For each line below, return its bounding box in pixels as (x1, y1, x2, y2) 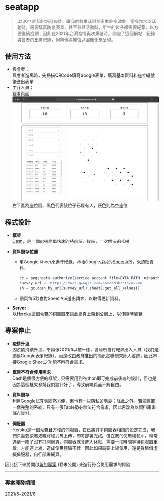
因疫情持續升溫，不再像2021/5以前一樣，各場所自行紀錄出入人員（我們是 (12, 347, 159, 352)
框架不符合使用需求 (12, 369, 51, 375)
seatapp (5, 1, 39, 13)
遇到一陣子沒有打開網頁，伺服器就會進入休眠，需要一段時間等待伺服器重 (12, 439, 158, 445)
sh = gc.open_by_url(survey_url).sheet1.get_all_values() (19, 286, 140, 291)
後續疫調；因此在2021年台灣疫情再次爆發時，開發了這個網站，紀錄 (21, 30, 155, 36)
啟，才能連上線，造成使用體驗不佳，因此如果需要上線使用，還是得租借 (12, 445, 154, 451)
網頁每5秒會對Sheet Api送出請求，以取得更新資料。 (19, 295, 123, 301)
